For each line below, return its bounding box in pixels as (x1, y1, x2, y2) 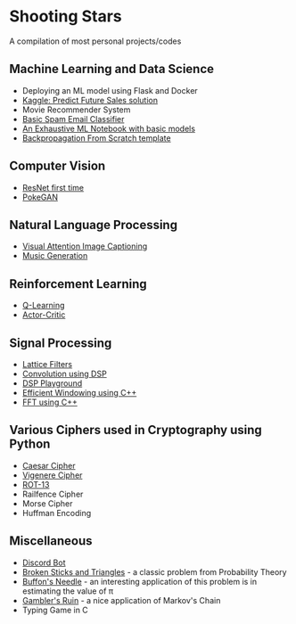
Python (9, 437, 51, 452)
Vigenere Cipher (21, 470, 83, 480)
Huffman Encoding (21, 507, 92, 518)
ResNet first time (21, 182, 85, 193)
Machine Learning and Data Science (9, 62, 215, 77)
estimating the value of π (21, 586, 114, 596)
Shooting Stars (9, 6, 122, 27)
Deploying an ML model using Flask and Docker (21, 85, 198, 95)
